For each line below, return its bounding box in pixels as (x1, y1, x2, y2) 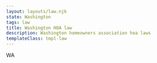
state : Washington (6, 14, 51, 20)
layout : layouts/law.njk (6, 8, 67, 15)
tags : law (6, 19, 31, 25)
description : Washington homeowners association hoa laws (6, 30, 151, 36)
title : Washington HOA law (6, 24, 72, 31)
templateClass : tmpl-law (6, 36, 67, 41)
